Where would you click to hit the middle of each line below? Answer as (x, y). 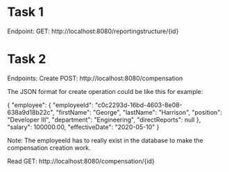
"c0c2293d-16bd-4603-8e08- (138, 105)
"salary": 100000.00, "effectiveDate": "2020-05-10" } (83, 127)
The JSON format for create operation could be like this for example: (105, 91)
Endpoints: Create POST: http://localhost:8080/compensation (95, 78)
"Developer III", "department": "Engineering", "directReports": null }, (104, 120)
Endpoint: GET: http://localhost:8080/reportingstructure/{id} (93, 31)
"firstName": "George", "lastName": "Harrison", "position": (139, 112)
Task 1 (25, 12)
